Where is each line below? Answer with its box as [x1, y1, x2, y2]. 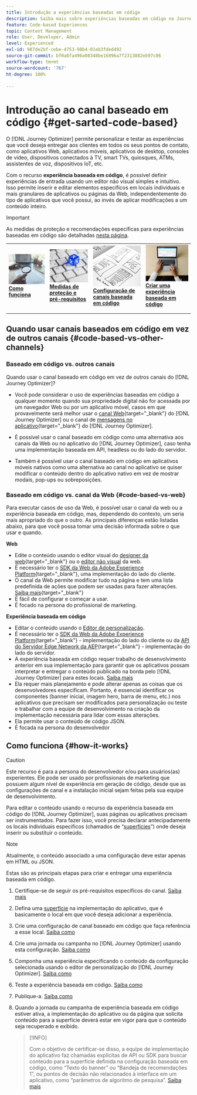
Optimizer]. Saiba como [14, 969, 72, 977]
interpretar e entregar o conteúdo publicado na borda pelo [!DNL [14, 668, 171, 675]
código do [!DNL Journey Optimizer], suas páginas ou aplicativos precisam [6, 810, 188, 818]
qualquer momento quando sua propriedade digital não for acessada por [14, 397, 191, 404]
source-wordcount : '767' [6, 65, 67, 71]
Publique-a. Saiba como [14, 992, 73, 999]
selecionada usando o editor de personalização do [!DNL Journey [14, 964, 174, 971]
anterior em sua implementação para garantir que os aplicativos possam [14, 662, 189, 669]
